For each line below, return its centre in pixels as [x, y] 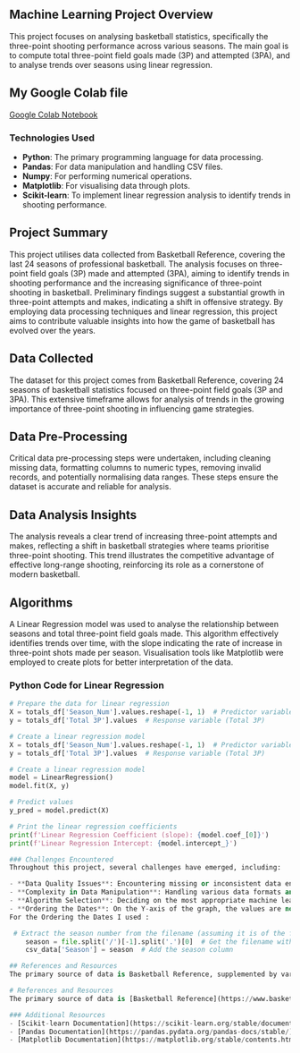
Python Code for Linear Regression [87, 685]
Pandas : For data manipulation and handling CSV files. [122, 166]
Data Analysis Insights [73, 515]
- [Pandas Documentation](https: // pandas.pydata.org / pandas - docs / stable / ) [151, 1032]
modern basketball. [45, 574]
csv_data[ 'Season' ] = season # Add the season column [129, 950]
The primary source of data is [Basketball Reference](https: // [131, 998]
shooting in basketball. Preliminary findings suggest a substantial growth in [147, 292]
